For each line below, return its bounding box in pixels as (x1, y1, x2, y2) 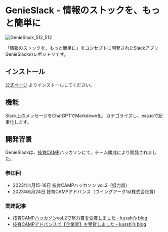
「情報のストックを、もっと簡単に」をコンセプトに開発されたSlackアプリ (5, 45, 158, 51)
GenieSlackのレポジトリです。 (5, 51, 68, 57)
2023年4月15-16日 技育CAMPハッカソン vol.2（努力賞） (12, 182, 130, 188)
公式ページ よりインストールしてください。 (5, 82, 95, 88)
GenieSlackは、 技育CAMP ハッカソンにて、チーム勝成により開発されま (5, 149, 153, 156)
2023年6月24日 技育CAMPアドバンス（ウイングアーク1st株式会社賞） (12, 188, 158, 195)
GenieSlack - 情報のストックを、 (5, 5, 143, 16)
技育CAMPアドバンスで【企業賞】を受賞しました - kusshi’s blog (12, 221, 146, 227)
